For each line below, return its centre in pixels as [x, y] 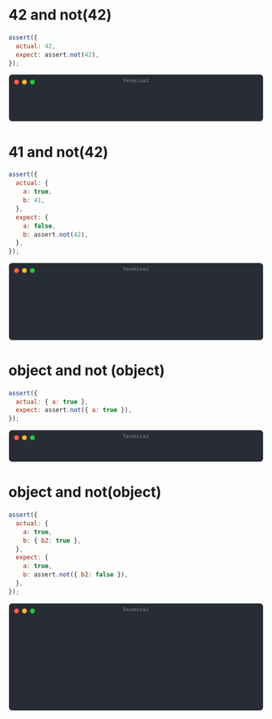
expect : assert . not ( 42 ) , [57, 54]
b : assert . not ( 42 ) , [56, 234]
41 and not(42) [59, 152]
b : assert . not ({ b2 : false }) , [76, 575]
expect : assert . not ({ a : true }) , [74, 410]
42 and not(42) [60, 15]
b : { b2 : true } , [52, 541]
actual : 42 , [36, 46]
